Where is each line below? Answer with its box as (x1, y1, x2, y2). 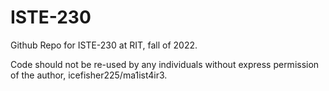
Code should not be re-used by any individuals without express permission (10, 58, 320, 70)
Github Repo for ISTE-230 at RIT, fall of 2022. (10, 39, 198, 51)
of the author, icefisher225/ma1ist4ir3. (10, 69, 168, 81)
